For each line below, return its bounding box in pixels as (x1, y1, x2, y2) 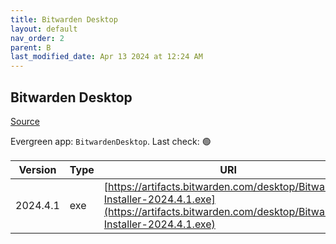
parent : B (10, 42, 52, 53)
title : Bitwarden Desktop (10, 14, 118, 25)
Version (18, 162, 57, 176)
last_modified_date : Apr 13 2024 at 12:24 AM (10, 52, 203, 62)
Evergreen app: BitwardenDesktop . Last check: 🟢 (10, 135, 212, 147)
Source (10, 115, 40, 127)
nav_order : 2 (10, 33, 65, 43)
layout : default (10, 24, 78, 34)
